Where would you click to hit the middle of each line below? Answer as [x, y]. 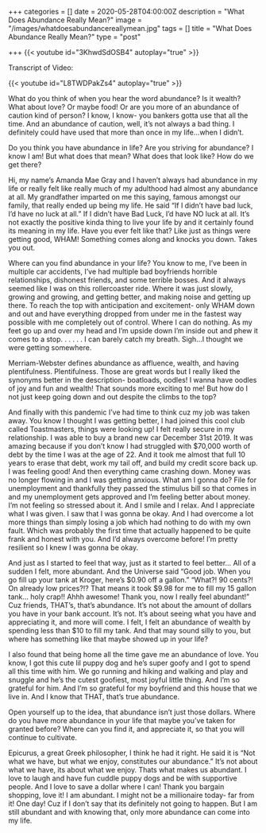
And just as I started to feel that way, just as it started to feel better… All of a [132, 563]
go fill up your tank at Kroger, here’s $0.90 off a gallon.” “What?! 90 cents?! [131, 580]
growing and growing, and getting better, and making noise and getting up [130, 297]
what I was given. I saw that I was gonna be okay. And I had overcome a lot [131, 514]
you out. [22, 247]
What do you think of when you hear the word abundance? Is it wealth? [125, 98]
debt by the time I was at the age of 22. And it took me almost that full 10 [127, 454]
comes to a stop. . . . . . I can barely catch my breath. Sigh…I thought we [126, 339]
